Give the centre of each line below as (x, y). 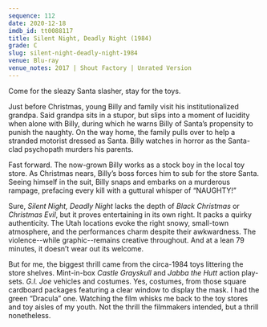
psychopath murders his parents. (79, 149)
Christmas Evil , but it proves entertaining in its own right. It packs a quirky (130, 215)
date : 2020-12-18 (37, 23)
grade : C (23, 46)
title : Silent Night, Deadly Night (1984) (80, 38)
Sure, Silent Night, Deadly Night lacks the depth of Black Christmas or (124, 206)
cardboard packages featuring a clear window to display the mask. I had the (134, 289)
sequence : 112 (32, 16)
